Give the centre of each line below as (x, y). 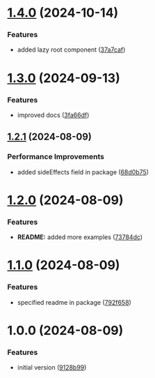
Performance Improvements (56, 157)
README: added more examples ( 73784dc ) (80, 237)
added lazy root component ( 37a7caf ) (71, 50)
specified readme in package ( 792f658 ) (74, 302)
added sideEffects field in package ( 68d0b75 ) (83, 172)
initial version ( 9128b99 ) (52, 368)
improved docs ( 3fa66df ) (53, 115)
